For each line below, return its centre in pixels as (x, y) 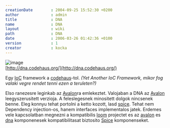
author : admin (36, 15)
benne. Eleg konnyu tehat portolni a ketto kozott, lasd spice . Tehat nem (80, 104)
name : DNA (34, 24)
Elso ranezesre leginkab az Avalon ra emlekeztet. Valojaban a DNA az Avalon (85, 93)
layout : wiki (35, 29)
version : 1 (32, 43)
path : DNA (34, 34)
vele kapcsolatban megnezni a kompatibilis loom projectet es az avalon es (83, 115)
